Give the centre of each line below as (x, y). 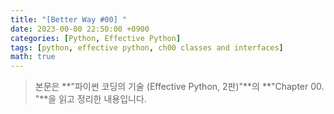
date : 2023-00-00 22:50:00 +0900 (80, 29)
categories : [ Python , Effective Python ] (96, 38)
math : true (33, 57)
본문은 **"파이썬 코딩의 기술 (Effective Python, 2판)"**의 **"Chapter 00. (179, 87)
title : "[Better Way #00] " (69, 19)
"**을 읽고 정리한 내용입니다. (90, 99)
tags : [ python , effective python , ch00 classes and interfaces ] (147, 47)
